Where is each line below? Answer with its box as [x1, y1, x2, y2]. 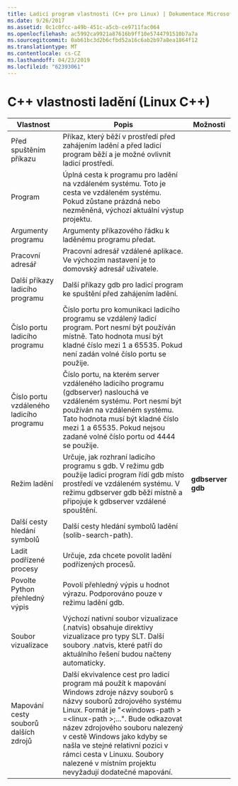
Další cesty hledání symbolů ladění [62, 521, 178, 531]
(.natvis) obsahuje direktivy [62, 622, 154, 632]
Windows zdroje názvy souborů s [62, 687, 174, 697]
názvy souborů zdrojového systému [62, 696, 182, 706]
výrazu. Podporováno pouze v [62, 589, 163, 599]
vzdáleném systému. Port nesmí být [62, 395, 182, 405]
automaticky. [62, 657, 106, 667]
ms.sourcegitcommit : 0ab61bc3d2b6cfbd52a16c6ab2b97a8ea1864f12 [7, 37, 198, 44]
